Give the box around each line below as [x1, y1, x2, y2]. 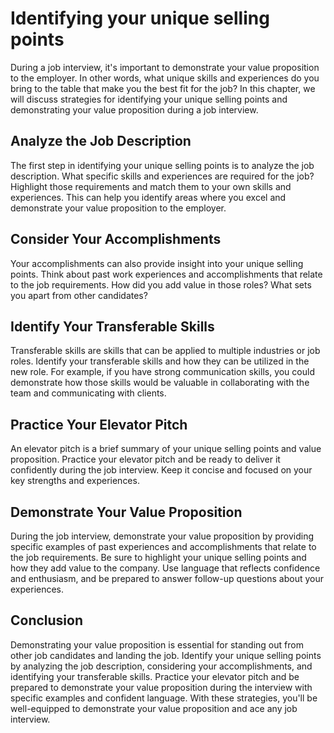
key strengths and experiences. [10, 475, 140, 487]
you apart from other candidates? [10, 289, 148, 301]
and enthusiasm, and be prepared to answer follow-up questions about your [10, 573, 325, 584]
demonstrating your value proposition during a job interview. [10, 103, 259, 116]
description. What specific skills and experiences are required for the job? [10, 170, 315, 182]
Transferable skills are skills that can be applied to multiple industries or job [10, 345, 321, 357]
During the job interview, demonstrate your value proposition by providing [10, 530, 315, 542]
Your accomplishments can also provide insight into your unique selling [10, 257, 304, 269]
